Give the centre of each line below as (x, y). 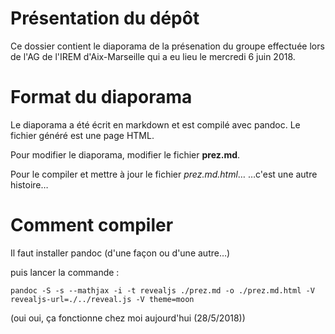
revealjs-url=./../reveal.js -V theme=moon (102, 299)
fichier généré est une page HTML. (82, 135)
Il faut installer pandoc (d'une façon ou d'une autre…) (120, 253)
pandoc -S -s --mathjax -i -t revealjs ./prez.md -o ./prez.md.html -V (162, 290)
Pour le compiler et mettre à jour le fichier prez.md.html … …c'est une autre (164, 174)
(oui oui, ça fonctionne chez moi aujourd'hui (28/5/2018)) (128, 318)
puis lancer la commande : (65, 272)
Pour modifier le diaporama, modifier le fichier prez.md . (125, 154)
